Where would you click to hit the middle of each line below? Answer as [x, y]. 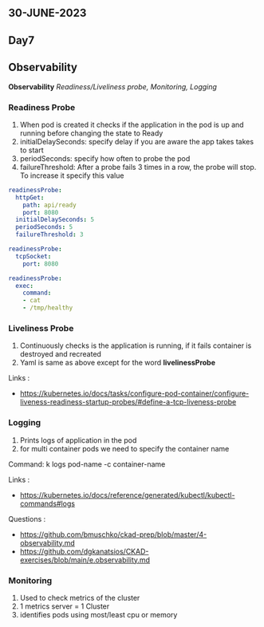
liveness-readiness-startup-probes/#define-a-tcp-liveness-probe [128, 402]
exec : [25, 286]
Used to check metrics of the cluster [80, 597]
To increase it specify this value [72, 175]
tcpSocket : [33, 256]
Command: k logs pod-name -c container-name [87, 464]
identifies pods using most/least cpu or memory [99, 614]
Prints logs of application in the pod [78, 440]
